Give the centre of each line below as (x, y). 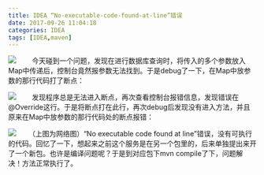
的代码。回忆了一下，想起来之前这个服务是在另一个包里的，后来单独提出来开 (132, 143)
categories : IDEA (37, 30)
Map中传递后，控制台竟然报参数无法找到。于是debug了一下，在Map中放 (126, 71)
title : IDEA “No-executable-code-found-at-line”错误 (95, 15)
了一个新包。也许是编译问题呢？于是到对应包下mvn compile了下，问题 (122, 154)
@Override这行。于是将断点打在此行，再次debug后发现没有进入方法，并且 (129, 107)
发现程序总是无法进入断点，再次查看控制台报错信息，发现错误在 (135, 97)
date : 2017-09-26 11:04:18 (52, 23)
